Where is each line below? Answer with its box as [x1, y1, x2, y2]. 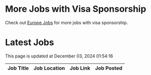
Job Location [34, 65, 65, 72]
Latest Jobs [5, 37, 54, 48]
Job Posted [95, 65, 122, 72]
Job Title [7, 65, 29, 72]
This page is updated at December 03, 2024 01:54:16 [5, 53, 113, 59]
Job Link [70, 65, 90, 72]
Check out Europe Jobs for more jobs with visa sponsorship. [5, 20, 128, 25]
